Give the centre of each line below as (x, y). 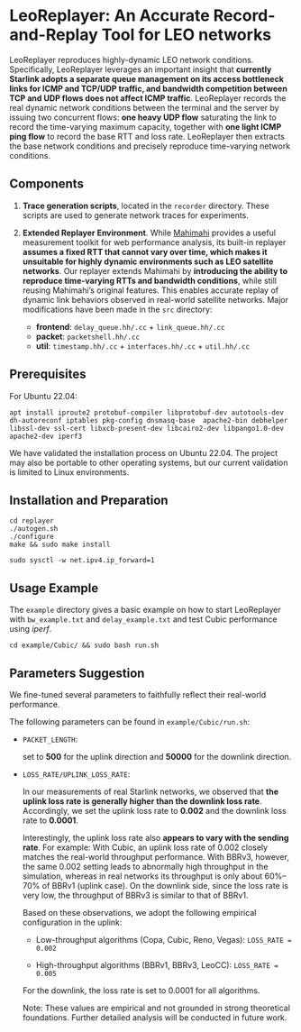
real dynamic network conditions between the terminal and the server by (144, 107)
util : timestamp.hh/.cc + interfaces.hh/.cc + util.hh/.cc (143, 346)
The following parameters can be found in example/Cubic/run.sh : (130, 721)
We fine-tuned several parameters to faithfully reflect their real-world (138, 694)
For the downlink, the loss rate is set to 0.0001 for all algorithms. (141, 991)
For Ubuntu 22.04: (44, 396)
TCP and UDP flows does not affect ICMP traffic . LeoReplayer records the (148, 98)
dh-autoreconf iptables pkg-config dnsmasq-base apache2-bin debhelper (149, 420)
